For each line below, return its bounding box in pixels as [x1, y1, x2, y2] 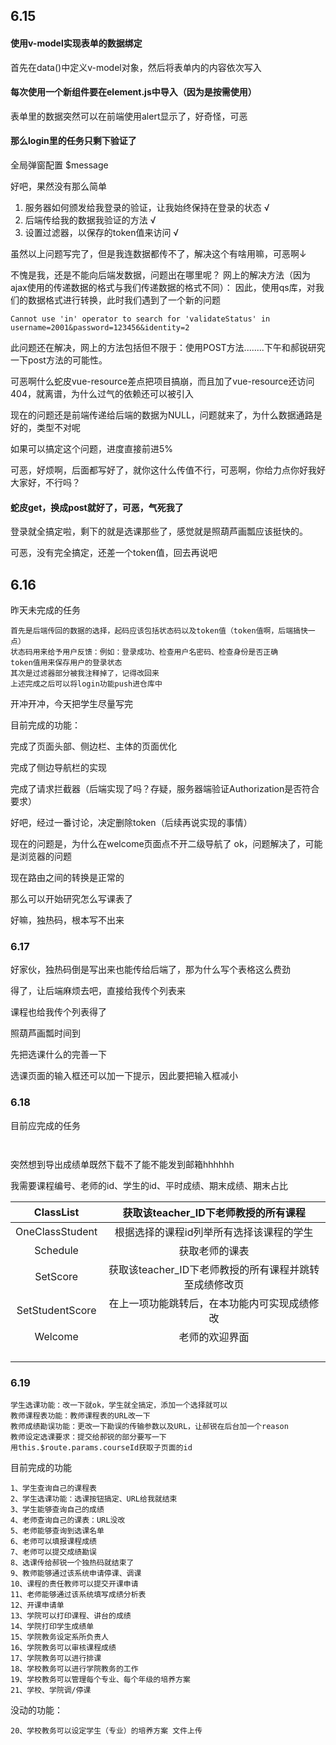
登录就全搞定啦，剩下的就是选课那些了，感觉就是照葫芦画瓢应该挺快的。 [10, 525, 308, 538]
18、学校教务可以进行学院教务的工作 [10, 1664, 139, 1674]
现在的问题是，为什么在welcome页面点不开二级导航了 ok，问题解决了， [10, 838, 306, 850]
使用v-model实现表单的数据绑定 [10, 37, 143, 49]
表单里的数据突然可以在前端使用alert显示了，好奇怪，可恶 [10, 110, 248, 122]
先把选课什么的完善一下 [10, 1049, 107, 1061]
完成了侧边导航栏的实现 [10, 762, 107, 774]
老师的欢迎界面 [178, 1330, 250, 1344]
